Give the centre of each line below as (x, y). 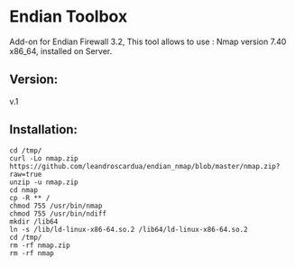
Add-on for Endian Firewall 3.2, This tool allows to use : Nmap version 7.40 (148, 41)
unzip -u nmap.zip (44, 182)
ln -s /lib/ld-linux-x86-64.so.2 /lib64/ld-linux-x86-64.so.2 (129, 229)
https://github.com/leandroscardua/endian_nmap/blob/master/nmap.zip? (145, 166)
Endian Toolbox (69, 17)
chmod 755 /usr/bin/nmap (56, 206)
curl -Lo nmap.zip (44, 158)
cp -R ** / (30, 198)
